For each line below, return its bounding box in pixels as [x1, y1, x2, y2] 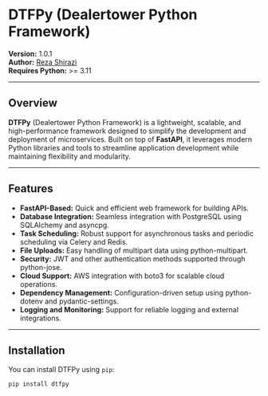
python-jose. [19, 262, 62, 272]
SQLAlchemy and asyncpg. [19, 220, 109, 229]
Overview [8, 96, 58, 110]
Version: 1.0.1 [8, 49, 53, 58]
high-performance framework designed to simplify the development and [8, 126, 246, 135]
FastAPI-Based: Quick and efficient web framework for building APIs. [19, 203, 249, 213]
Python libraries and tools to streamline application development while [8, 143, 239, 152]
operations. [19, 279, 58, 288]
